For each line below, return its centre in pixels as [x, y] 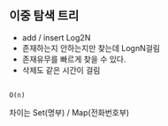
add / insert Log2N [56, 37]
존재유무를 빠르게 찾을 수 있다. [74, 59]
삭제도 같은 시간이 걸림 [61, 70]
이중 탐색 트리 [44, 16]
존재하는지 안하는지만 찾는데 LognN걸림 [91, 48]
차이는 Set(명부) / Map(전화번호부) [69, 113]
